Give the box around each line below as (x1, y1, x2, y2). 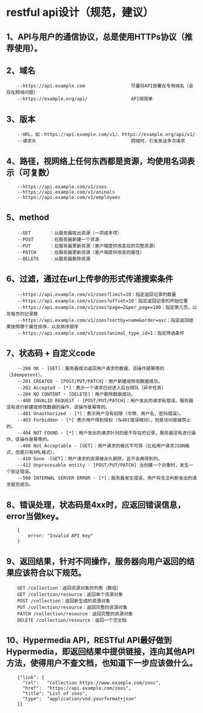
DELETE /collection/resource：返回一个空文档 (17, 617, 127, 624)
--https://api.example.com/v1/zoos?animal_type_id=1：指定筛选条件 (17, 330, 185, 336)
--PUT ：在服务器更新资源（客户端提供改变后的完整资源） (17, 243, 158, 249)
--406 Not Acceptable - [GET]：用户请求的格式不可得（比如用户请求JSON (17, 443, 185, 449)
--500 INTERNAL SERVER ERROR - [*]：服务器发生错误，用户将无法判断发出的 (17, 475, 193, 481)
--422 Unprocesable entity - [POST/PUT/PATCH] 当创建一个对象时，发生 (17, 462, 189, 468)
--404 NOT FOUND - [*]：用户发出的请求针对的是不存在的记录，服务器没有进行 (17, 430, 192, 436)
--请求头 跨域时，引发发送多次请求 (17, 138, 185, 144)
